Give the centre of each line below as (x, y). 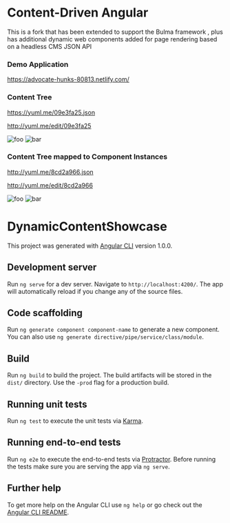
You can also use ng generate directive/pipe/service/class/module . (106, 337)
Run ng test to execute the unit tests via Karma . (75, 421)
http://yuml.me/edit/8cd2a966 (50, 185)
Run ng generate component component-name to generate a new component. (114, 330)
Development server (52, 267)
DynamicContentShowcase (87, 227)
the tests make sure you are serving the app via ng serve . (88, 466)
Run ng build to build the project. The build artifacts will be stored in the (109, 375)
